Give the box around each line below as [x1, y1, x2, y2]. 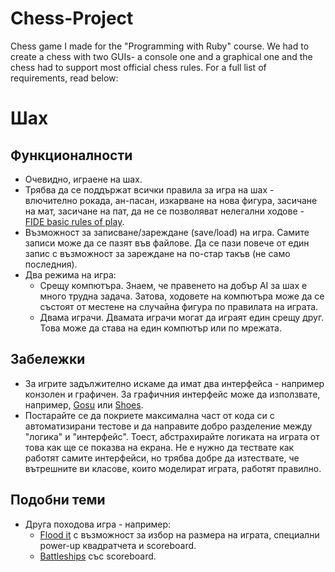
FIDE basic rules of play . [24, 215, 125, 227]
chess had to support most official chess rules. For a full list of [10, 61, 267, 73]
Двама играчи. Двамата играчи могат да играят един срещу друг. [39, 311, 325, 323]
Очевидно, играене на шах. [24, 173, 143, 185]
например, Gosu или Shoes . [24, 398, 144, 411]
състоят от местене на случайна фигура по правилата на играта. [39, 300, 319, 312]
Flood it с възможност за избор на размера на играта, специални [39, 528, 320, 541]
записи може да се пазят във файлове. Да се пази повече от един [24, 237, 310, 249]
